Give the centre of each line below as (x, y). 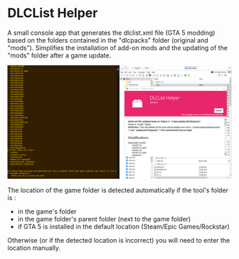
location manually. (34, 248)
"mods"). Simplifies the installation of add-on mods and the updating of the (117, 48)
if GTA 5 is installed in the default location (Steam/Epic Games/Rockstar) (123, 227)
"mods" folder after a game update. (59, 55)
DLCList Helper (53, 13)
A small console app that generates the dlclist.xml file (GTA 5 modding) (111, 33)
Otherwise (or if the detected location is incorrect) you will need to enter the (119, 241)
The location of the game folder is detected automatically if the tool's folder (118, 190)
